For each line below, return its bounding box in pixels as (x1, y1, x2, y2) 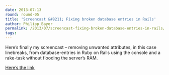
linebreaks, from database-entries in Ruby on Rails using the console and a (5, 49, 161, 55)
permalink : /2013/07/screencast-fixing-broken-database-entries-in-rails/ (5, 26, 165, 31)
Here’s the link (5, 64, 35, 70)
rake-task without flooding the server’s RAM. (5, 55, 98, 60)
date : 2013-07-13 (5, 7, 42, 12)
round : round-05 (5, 12, 39, 17)
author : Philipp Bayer (5, 21, 53, 26)
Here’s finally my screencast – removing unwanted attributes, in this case (5, 44, 157, 50)
